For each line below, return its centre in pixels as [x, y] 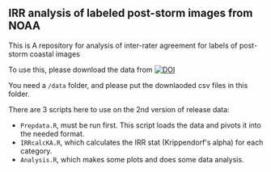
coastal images [55, 54]
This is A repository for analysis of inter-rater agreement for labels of [123, 45]
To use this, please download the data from [80, 69]
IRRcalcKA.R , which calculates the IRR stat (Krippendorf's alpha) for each [142, 142]
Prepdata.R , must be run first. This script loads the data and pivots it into [140, 125]
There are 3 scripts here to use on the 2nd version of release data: [119, 109]
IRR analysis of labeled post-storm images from [131, 13]
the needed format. [52, 133]
